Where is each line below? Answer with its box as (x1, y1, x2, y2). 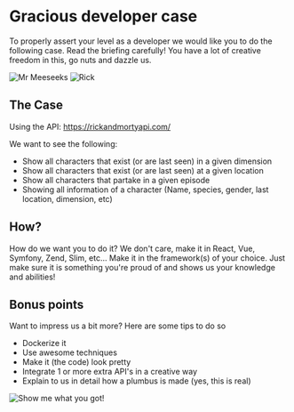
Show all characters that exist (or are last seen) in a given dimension (21, 156, 273, 166)
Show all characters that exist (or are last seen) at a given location (21, 165, 264, 175)
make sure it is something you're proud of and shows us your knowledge (9, 262, 275, 272)
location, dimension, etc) (21, 193, 113, 204)
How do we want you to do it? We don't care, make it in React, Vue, (9, 243, 256, 254)
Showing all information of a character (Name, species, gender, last (21, 184, 269, 195)
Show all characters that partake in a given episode (21, 174, 211, 185)
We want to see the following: (9, 138, 118, 149)
